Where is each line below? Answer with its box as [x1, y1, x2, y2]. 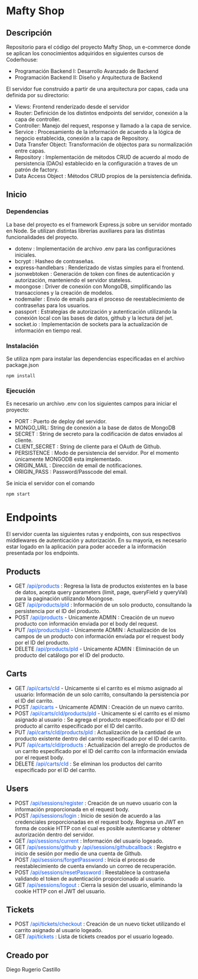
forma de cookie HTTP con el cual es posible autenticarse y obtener [14, 824, 181, 831]
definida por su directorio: [6, 92, 70, 98]
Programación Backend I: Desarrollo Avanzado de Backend [14, 68, 158, 75]
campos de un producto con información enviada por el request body [14, 633, 184, 640]
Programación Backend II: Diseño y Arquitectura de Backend [14, 74, 163, 81]
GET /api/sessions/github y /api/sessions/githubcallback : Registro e [14, 843, 181, 850]
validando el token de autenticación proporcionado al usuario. [14, 875, 165, 882]
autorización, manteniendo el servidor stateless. [14, 276, 132, 283]
